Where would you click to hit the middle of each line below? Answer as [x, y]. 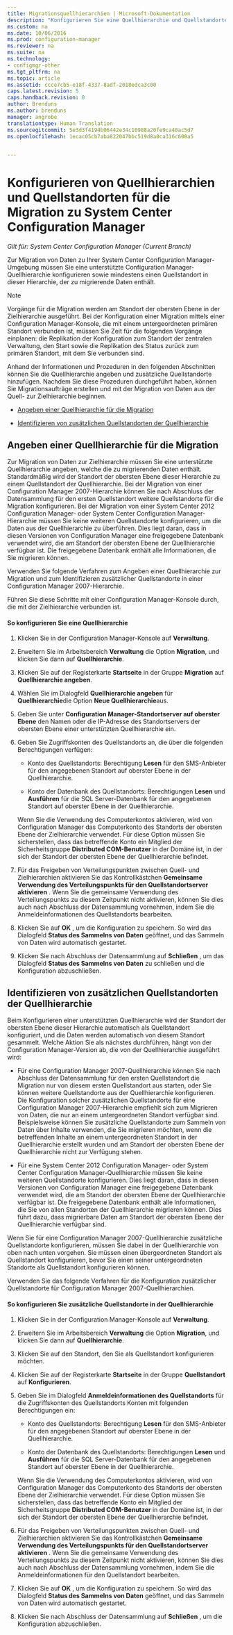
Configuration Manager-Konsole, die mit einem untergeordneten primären [112, 324]
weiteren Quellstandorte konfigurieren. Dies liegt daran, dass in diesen [118, 1180]
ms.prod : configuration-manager [54, 40]
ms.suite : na [26, 53]
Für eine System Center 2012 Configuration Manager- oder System [113, 1165]
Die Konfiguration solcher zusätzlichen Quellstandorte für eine [106, 1100]
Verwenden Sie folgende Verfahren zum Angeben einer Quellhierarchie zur [114, 571]
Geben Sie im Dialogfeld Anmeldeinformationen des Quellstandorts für [120, 1396]
